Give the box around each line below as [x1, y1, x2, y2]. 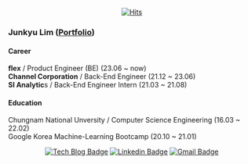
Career [8, 46, 31, 55]
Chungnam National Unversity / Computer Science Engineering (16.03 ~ [8, 116, 241, 125]
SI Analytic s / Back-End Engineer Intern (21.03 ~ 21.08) [8, 80, 188, 90]
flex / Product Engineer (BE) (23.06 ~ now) [8, 63, 147, 73]
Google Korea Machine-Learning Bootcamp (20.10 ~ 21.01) [8, 132, 198, 141]
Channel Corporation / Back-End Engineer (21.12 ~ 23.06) [8, 72, 196, 81]
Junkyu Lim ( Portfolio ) [8, 27, 96, 37]
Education [8, 98, 42, 107]
